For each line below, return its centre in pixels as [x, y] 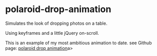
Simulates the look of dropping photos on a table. [56, 23]
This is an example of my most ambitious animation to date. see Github [78, 43]
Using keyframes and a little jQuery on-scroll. [52, 33]
